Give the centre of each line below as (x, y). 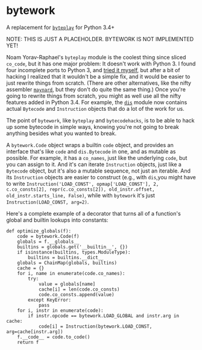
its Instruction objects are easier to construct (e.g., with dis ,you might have (101, 177)
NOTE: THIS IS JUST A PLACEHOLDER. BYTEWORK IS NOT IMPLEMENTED (100, 39)
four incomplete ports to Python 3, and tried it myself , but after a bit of (93, 70)
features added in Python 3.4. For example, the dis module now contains (97, 102)
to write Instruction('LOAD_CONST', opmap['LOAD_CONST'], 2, (83, 183)
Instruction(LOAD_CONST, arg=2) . (48, 202)
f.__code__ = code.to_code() (54, 337)
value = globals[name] (67, 284)
